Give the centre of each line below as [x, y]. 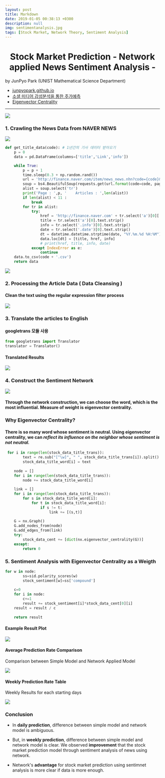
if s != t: [51, 507]
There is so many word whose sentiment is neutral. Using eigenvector [78, 432]
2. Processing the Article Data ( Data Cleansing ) [64, 284]
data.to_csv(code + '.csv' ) [42, 257]
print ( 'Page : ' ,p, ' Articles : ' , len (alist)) [76, 193]
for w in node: [21, 571]
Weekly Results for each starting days [43, 692]
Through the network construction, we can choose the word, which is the [82, 402]
